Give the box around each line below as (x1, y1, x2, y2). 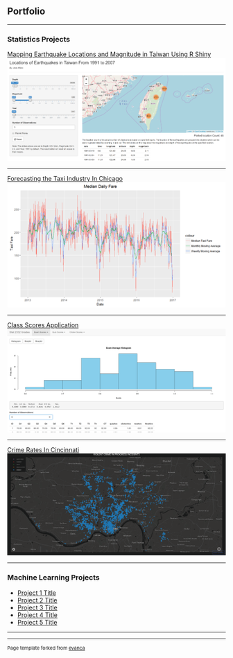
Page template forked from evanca (7, 644, 85, 651)
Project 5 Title (17, 618, 58, 626)
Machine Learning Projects (7, 573, 100, 582)
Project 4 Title (17, 610, 58, 619)
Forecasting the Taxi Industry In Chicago (7, 175, 123, 183)
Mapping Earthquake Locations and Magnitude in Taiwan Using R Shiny (7, 50, 212, 58)
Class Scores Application (7, 320, 79, 329)
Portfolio (7, 6, 46, 17)
